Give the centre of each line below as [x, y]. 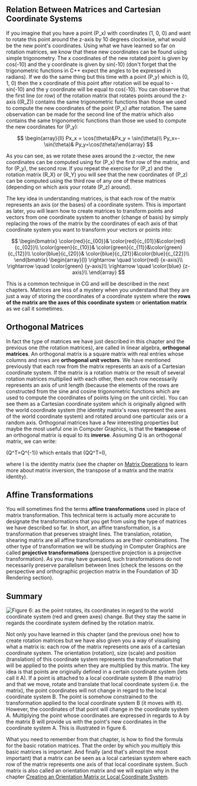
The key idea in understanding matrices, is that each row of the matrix [91, 198]
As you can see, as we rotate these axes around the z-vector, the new [91, 156]
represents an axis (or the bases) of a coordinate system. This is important [96, 205]
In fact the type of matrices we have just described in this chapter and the [95, 341]
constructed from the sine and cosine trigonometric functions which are [93, 391]
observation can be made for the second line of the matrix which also [90, 114]
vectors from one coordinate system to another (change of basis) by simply [97, 217]
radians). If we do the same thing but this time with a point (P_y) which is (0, [98, 76]
